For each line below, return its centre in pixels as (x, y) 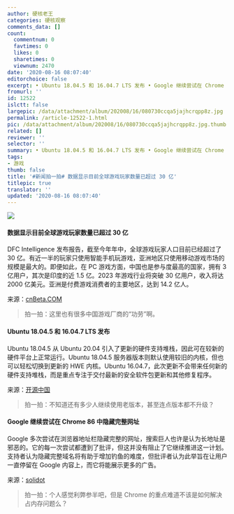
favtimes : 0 (31, 46)
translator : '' (29, 190)
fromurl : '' (24, 92)
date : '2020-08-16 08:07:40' (50, 72)
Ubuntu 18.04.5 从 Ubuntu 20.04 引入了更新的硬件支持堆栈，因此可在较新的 (116, 348)
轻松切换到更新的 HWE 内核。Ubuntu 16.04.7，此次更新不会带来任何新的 (123, 366)
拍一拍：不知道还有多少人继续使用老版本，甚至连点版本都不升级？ (119, 404)
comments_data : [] (34, 27)
